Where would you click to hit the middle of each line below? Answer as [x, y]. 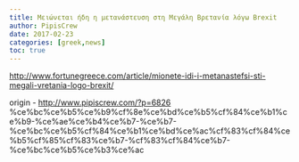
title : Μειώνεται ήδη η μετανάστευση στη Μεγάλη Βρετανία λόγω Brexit [143, 17]
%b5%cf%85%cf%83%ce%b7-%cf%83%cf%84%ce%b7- [120, 141]
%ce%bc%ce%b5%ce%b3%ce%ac [77, 150]
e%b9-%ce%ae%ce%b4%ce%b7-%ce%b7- [93, 122]
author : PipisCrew [43, 26]
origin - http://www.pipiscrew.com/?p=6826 [90, 102]
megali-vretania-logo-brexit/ [62, 85]
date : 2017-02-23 [42, 34]
